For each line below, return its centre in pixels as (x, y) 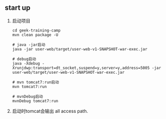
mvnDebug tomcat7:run (35, 101)
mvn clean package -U (35, 35)
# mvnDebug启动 (28, 96)
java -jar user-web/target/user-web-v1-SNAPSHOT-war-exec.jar (80, 49)
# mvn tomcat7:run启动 (35, 82)
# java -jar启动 (29, 45)
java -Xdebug (26, 63)
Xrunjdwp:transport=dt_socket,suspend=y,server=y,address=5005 (81, 68)
